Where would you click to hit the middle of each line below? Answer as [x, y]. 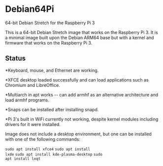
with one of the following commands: [43, 139]
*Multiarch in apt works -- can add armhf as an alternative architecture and [82, 94]
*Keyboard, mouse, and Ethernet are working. [52, 70]
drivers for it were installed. [33, 124]
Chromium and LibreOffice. [33, 85]
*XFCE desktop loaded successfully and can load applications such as [77, 80]
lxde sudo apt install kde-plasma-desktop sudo [54, 154]
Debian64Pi [30, 9]
